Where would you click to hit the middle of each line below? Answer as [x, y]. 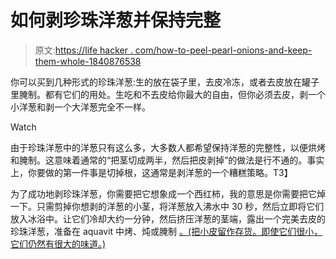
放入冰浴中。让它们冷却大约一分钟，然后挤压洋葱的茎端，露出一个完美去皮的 [168, 218]
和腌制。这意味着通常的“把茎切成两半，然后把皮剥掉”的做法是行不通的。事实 [167, 160]
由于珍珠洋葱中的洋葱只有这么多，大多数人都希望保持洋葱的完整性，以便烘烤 [168, 147]
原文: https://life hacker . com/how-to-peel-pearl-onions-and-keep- [173, 50]
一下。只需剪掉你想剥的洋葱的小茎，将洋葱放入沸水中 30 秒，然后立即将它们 [167, 206]
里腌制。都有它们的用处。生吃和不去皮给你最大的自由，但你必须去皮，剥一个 [168, 94]
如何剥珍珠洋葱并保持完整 [116, 20]
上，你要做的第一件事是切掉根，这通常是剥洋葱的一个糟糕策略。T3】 [151, 172]
